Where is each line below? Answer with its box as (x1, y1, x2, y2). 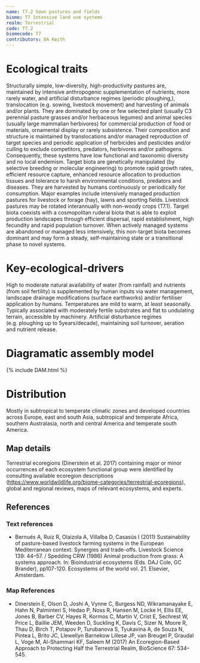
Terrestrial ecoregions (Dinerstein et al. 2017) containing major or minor (6, 459, 182, 466)
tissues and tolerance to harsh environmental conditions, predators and (6, 177, 182, 184)
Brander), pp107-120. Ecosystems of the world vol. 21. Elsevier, (14, 565, 170, 572)
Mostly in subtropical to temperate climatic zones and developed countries (6, 407, 190, 414)
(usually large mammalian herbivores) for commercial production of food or (6, 120, 192, 127)
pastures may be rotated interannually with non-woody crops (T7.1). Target (6, 202, 189, 210)
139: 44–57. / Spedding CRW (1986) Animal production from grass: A (14, 552, 184, 560)
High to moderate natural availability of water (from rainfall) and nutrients (6, 281, 186, 288)
